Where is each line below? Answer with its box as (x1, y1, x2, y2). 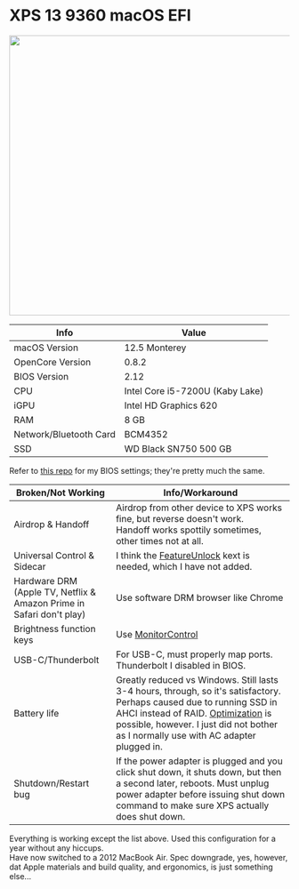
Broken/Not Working (16, 486, 105, 499)
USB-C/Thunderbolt (13, 653, 100, 666)
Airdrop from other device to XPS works (115, 501, 283, 514)
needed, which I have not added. (115, 560, 253, 573)
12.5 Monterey (124, 341, 187, 354)
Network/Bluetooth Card (13, 428, 116, 440)
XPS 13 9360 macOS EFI (9, 5, 191, 26)
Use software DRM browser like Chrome (115, 591, 284, 604)
